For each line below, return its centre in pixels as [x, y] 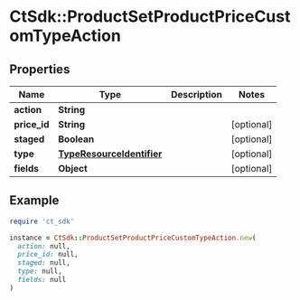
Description [197, 94]
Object [73, 169]
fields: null [42, 280]
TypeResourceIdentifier [110, 154]
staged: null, [44, 263]
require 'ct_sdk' [42, 221]
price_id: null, [48, 255]
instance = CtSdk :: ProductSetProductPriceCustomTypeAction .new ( [133, 238]
